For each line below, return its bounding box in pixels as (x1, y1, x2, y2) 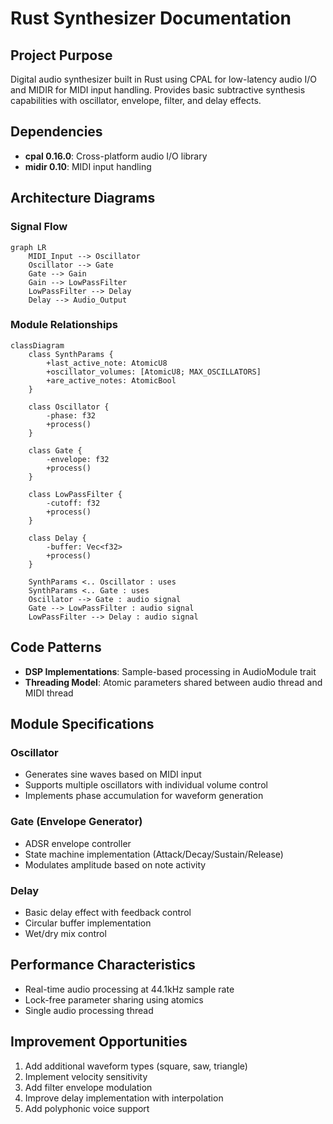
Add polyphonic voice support (24, 1102, 150, 1114)
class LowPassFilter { (28, 489, 123, 499)
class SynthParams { (28, 349, 114, 359)
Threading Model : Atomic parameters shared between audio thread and (24, 676, 323, 688)
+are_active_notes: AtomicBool (46, 375, 177, 386)
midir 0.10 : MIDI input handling (24, 160, 152, 172)
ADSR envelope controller (24, 837, 132, 849)
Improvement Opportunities (10, 1033, 188, 1051)
